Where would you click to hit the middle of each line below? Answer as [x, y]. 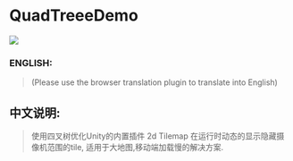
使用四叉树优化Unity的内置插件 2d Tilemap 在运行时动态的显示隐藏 [154, 136]
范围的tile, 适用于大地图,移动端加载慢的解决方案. [135, 148]
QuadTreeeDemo [74, 16]
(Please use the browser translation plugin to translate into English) [155, 82]
